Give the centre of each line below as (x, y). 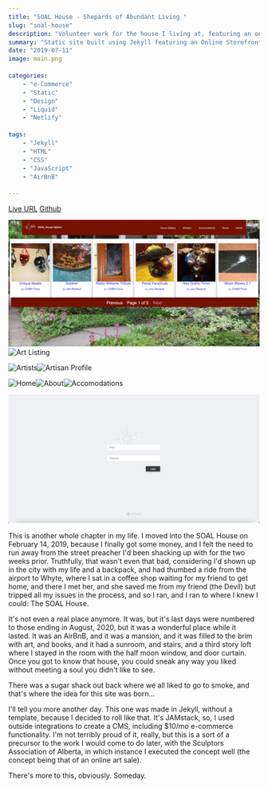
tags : (17, 135)
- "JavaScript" (48, 168)
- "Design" (41, 101)
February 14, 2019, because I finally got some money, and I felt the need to (131, 544)
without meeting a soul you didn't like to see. (82, 670)
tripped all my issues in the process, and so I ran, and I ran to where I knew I (133, 595)
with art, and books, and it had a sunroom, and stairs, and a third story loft (130, 644)
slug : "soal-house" (41, 25)
